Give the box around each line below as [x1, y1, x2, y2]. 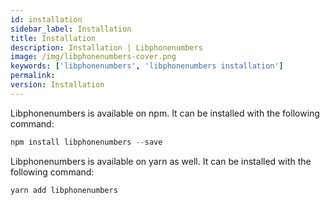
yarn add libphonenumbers [10, 185, 118, 195]
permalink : [10, 71, 56, 81]
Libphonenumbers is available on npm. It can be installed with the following [10, 107, 320, 119]
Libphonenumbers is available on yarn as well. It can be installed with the [10, 155, 312, 167]
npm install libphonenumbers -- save [10, 137, 163, 147]
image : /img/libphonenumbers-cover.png [10, 52, 177, 62]
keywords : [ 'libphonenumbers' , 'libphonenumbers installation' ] [10, 61, 284, 71]
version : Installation [10, 80, 105, 90]
